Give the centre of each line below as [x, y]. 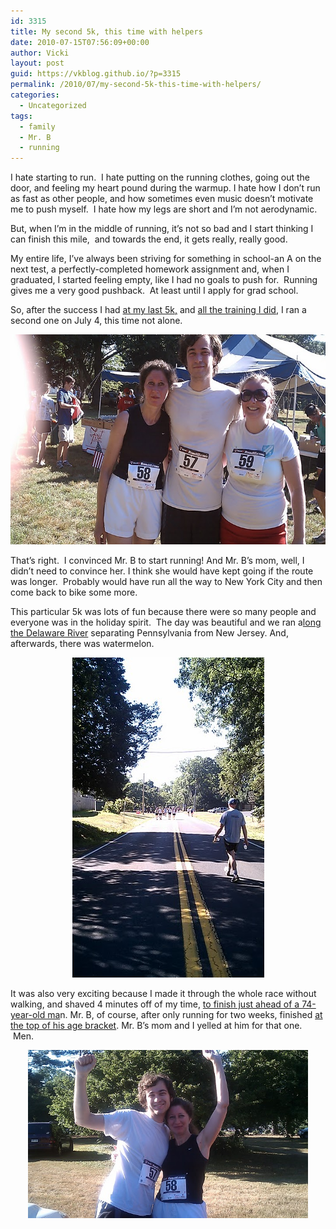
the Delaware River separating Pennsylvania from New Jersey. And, [149, 633]
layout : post [37, 63]
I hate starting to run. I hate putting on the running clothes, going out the [160, 177]
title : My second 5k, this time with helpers [106, 31]
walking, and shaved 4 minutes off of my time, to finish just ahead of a [155, 1004]
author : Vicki [40, 53]
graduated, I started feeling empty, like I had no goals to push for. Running [164, 280]
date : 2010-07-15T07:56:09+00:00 [80, 42]
